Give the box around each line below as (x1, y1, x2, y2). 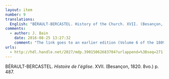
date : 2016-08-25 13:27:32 (14, 36, 71, 41)
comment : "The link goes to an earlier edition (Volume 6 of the (14, 40, 154, 45)
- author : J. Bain (10, 31, 49, 36)
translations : (5, 17, 35, 22)
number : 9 (5, 12, 26, 17)
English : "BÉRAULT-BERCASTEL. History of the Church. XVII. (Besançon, (10, 21, 163, 27)
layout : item (5, 7, 33, 13)
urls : (5, 45, 17, 50)
